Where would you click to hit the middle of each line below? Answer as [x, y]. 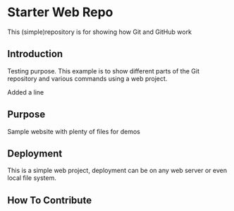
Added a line [26, 92]
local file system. [32, 178]
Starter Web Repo [60, 12]
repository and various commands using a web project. [87, 78]
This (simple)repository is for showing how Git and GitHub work [100, 32]
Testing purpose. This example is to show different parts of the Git [103, 71]
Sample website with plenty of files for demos [74, 131]
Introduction [35, 54]
